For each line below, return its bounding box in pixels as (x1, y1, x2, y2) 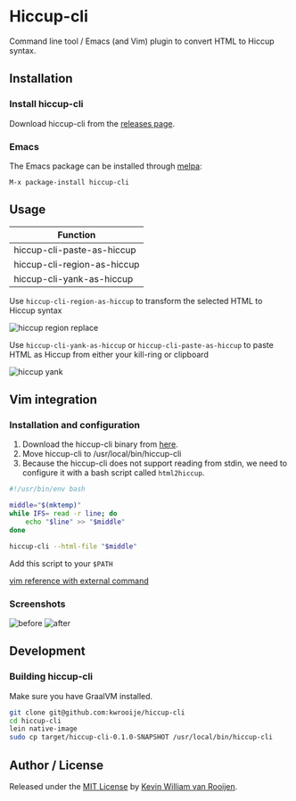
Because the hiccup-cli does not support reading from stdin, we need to (21, 458, 288, 469)
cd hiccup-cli (9, 716, 62, 725)
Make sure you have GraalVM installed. (9, 690, 153, 701)
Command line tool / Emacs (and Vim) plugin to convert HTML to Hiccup (9, 36, 275, 46)
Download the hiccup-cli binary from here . (21, 439, 178, 450)
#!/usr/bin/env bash (9, 484, 86, 494)
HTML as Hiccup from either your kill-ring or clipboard (9, 349, 210, 359)
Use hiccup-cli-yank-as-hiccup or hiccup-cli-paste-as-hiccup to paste (9, 339, 274, 350)
